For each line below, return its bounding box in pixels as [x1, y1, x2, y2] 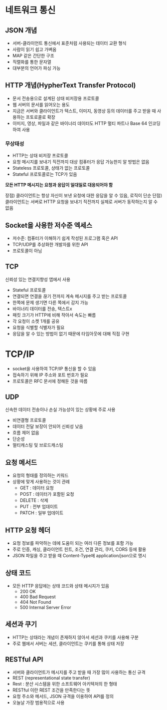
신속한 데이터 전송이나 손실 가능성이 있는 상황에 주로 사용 [5, 406, 116, 412]
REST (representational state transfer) [12, 675, 91, 681]
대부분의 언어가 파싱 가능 [12, 65, 61, 71]
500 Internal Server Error [19, 604, 71, 610]
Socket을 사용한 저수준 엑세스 [5, 221, 93, 230]
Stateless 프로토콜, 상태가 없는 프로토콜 [12, 165, 90, 171]
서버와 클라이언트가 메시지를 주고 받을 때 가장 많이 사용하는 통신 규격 [12, 669, 146, 675]
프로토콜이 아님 [12, 248, 42, 254]
